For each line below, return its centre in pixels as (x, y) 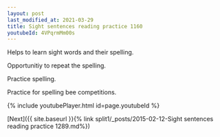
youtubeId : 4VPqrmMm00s (41, 33)
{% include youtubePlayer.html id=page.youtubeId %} (84, 106)
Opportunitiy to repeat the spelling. (57, 65)
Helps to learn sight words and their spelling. (70, 52)
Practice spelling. (32, 79)
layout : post (26, 13)
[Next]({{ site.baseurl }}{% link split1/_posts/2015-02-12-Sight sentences (110, 119)
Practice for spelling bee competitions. (62, 92)
